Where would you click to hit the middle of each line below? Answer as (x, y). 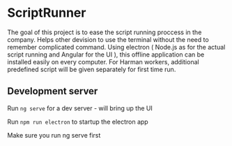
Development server (53, 91)
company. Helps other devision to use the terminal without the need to (108, 39)
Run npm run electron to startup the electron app (78, 122)
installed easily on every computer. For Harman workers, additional (103, 61)
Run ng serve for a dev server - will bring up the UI (80, 108)
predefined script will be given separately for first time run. (92, 69)
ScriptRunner (47, 13)
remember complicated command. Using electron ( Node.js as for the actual (116, 47)
